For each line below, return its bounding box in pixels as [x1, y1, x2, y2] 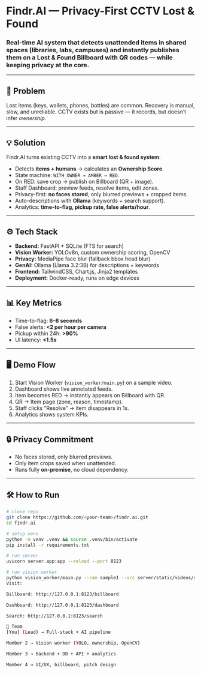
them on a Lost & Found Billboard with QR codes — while [6, 53, 173, 62]
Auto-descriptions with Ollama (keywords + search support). [14, 197, 166, 205]
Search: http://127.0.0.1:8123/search [6, 613, 103, 619]
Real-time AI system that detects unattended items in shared [6, 38, 187, 47]
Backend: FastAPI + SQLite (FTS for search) [14, 242, 124, 250]
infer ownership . [6, 115, 47, 122]
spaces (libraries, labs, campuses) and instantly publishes [6, 46, 179, 55]
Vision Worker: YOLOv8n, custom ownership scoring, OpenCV [14, 248, 170, 256]
